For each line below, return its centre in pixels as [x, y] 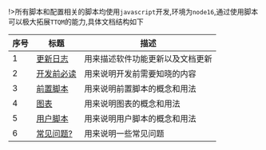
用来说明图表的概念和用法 [133, 104]
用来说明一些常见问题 [125, 134]
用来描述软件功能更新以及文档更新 [149, 59]
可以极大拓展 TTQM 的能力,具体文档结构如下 [76, 22]
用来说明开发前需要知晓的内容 [141, 74]
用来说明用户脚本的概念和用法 [141, 118]
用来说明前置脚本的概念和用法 [141, 89]
